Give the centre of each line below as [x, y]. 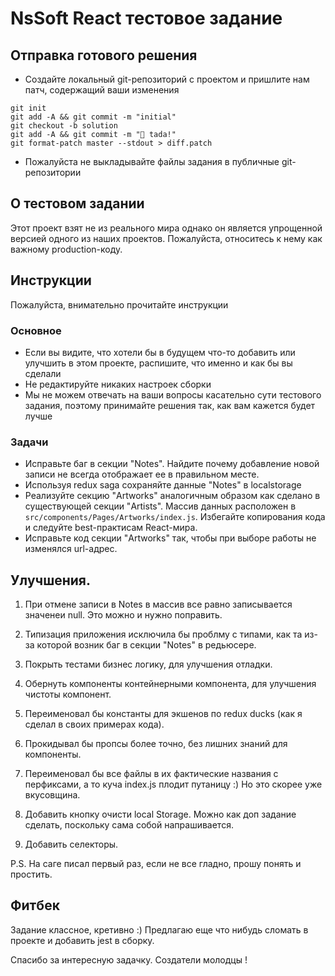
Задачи [29, 442]
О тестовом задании [77, 203]
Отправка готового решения [104, 55]
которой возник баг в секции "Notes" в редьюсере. [146, 645]
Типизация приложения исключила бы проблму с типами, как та [163, 634]
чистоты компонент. [68, 694]
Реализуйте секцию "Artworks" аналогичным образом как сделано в [172, 496]
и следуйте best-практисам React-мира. [111, 528]
